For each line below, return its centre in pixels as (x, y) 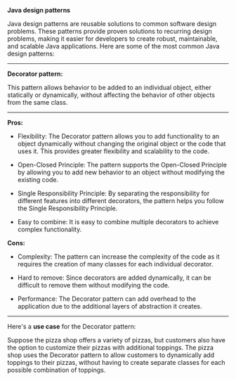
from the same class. (38, 102)
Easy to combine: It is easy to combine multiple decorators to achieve (118, 222)
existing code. (38, 180)
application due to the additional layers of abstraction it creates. (110, 306)
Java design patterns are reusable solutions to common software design (112, 24)
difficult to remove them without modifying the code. (93, 285)
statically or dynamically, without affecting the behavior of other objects (111, 95)
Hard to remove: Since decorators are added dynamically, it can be (114, 278)
